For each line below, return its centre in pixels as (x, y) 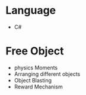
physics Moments (36, 68)
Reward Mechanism (38, 87)
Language (31, 10)
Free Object (35, 51)
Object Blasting (33, 80)
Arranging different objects (47, 74)
